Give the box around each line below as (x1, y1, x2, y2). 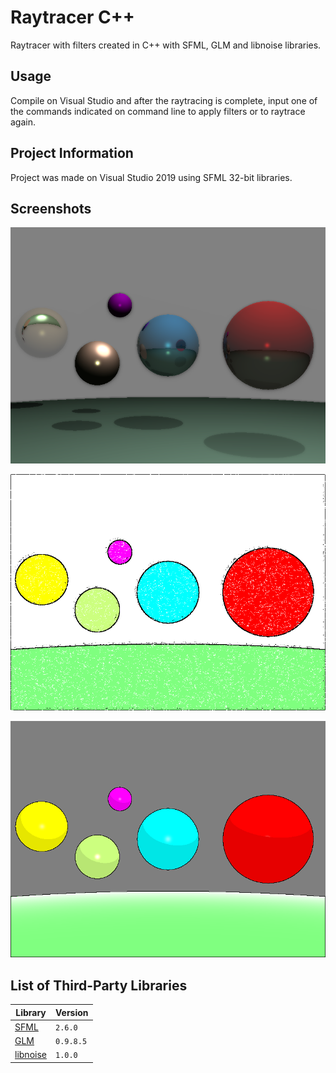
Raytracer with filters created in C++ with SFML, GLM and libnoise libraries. (10, 39, 322, 51)
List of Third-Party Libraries (10, 977, 188, 994)
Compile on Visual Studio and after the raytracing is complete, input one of (10, 94, 318, 106)
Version (54, 1006, 89, 1018)
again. (10, 116, 37, 128)
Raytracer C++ (10, 6, 135, 29)
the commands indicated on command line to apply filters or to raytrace (10, 105, 306, 117)
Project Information (10, 145, 134, 162)
